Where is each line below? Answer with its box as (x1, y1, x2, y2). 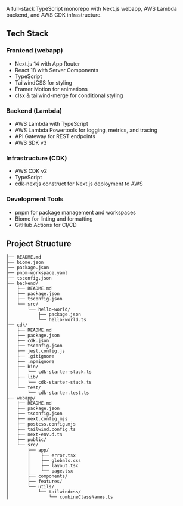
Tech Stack (6, 29, 49, 39)
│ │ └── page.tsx (6, 468, 73, 474)
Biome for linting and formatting (14, 215, 94, 222)
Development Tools (6, 195, 64, 203)
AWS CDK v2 (14, 167, 48, 175)
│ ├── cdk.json (6, 338, 49, 344)
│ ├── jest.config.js (6, 348, 66, 354)
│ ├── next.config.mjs (6, 416, 68, 422)
